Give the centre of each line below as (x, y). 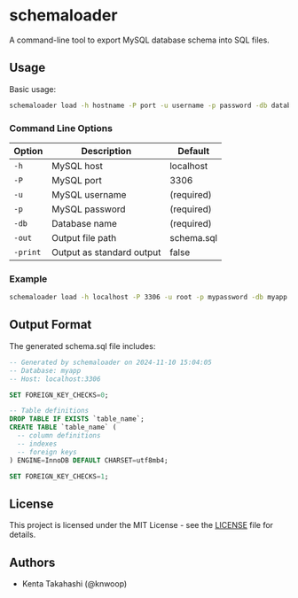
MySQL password (89, 209)
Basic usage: (33, 89)
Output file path (84, 237)
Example (28, 278)
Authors (32, 562)
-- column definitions (59, 436)
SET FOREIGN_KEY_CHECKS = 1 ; (59, 476)
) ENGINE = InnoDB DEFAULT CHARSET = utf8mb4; (89, 460)
